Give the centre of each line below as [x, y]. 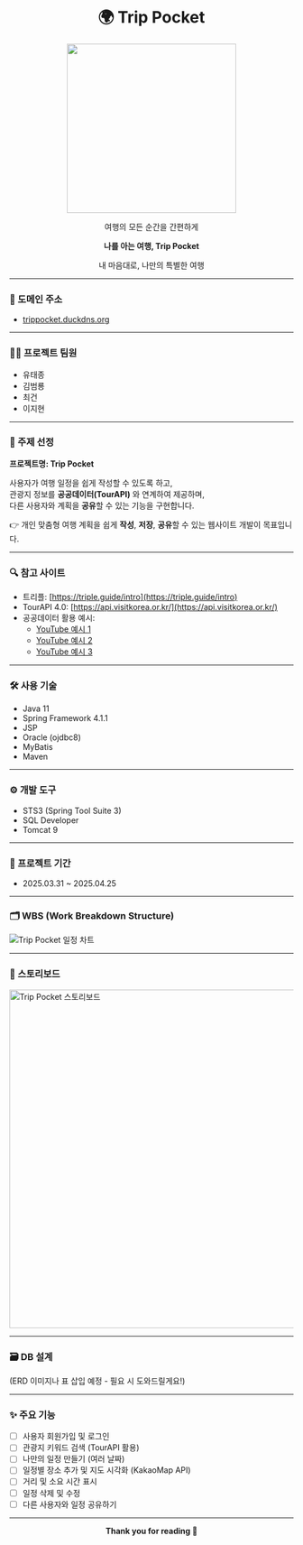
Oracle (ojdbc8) [51, 737]
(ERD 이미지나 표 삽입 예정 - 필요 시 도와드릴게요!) [97, 1381]
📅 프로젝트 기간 [40, 863]
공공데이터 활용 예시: [59, 618]
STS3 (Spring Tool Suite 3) [72, 810]
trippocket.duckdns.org [66, 319]
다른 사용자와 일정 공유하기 [69, 1504]
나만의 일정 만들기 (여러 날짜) [73, 1459]
